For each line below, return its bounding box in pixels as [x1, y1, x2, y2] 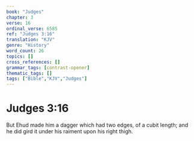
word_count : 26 [6, 48, 44, 54]
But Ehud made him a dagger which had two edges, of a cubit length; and [6, 121, 189, 129]
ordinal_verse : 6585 [6, 25, 58, 32]
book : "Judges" [6, 8, 44, 15]
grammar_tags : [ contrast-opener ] [6, 64, 90, 71]
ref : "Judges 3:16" [6, 31, 55, 37]
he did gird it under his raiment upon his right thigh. [6, 128, 133, 135]
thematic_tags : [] [6, 70, 52, 76]
